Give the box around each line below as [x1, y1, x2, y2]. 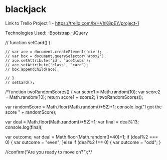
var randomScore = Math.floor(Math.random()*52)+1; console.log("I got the [5, 104, 162, 110]
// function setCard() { [5, 39, 51, 46]
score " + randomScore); [5, 109, 57, 115]
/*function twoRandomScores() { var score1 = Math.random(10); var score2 [5, 89, 160, 95]
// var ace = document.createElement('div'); [5, 49, 102, 54]
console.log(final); [5, 124, 43, 130]
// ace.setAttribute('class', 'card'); [5, 62, 89, 67]
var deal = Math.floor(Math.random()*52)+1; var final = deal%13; [5, 119, 139, 125]
